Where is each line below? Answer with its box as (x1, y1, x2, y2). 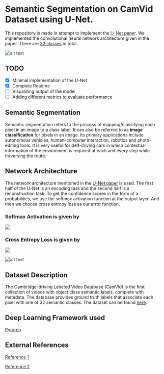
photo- (137, 137, 151, 143)
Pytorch (5, 326, 21, 332)
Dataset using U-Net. (5, 14, 93, 25)
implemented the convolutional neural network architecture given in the (5, 35, 150, 41)
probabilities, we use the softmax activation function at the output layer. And (5, 195, 160, 202)
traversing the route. (5, 153, 47, 159)
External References (5, 341, 69, 349)
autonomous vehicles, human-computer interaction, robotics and (5, 137, 137, 143)
